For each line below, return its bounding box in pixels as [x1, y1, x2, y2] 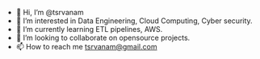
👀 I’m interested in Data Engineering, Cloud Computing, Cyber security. [15, 16, 253, 26]
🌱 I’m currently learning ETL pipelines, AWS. [15, 25, 163, 33]
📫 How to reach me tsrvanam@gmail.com [15, 42, 157, 51]
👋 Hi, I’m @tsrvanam [15, 8, 84, 17]
